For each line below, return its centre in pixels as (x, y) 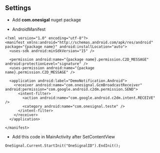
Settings (18, 8)
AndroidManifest (29, 29)
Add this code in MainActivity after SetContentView (63, 136)
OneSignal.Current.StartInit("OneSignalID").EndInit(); (63, 146)
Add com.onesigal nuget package (46, 19)
